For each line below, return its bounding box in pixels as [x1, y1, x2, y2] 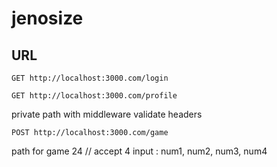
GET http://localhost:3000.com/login [11, 73, 169, 83]
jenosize [11, 7, 84, 30]
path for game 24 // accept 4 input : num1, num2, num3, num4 [11, 145, 268, 157]
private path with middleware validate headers [11, 108, 203, 120]
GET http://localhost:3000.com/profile [11, 91, 178, 101]
